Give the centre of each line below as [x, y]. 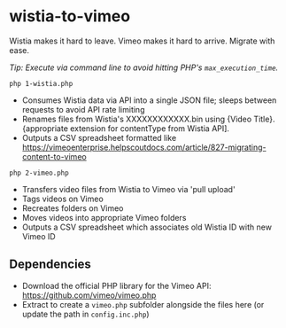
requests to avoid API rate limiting [83, 109]
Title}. [264, 119]
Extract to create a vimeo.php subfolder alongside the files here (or [143, 304]
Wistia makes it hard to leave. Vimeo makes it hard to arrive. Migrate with [142, 41]
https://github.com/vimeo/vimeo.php [89, 295]
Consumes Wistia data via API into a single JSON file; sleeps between [149, 100]
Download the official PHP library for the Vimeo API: [116, 285]
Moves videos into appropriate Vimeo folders [104, 217]
